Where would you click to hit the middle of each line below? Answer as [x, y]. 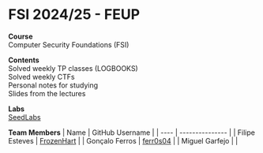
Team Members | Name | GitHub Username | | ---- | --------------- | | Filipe [131, 132]
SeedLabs [24, 117]
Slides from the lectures [47, 93]
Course [21, 36]
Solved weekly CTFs [41, 76]
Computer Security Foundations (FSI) [69, 44]
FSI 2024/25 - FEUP [74, 15]
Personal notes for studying [53, 85]
